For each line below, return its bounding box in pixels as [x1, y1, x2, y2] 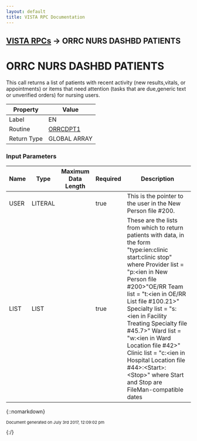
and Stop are [127, 378, 162, 386]
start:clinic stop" [127, 253, 172, 261]
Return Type [9, 134, 43, 142]
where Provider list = [127, 260, 184, 268]
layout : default [6, 8, 46, 15]
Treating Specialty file [127, 319, 188, 327]
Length [65, 182, 86, 190]
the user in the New [127, 200, 181, 208]
